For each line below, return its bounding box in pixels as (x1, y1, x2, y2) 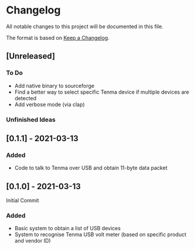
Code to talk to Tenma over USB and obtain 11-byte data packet (14, 165, 168, 172)
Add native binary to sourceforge (14, 82, 95, 89)
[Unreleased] (6, 51, 56, 62)
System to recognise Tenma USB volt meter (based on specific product (14, 231, 187, 238)
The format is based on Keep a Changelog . (6, 34, 110, 41)
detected (14, 94, 37, 101)
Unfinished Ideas (6, 115, 56, 124)
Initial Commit (6, 197, 39, 204)
